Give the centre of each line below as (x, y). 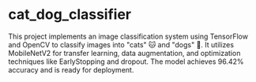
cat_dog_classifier (70, 15)
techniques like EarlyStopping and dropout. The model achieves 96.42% (126, 61)
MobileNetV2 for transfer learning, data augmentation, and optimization (124, 53)
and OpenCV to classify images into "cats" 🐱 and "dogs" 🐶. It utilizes (121, 44)
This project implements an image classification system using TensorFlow (128, 36)
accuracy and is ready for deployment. (71, 69)
